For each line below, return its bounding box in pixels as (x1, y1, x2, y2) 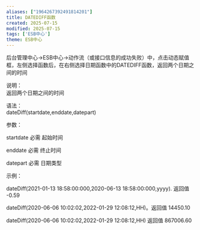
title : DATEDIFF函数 (6, 14, 56, 20)
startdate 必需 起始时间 (6, 134, 63, 141)
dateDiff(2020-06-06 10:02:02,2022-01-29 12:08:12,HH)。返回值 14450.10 (6, 204, 190, 211)
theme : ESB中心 (6, 37, 43, 43)
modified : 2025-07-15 (6, 25, 61, 32)
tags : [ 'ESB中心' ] (6, 31, 50, 37)
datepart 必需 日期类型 (6, 160, 62, 166)
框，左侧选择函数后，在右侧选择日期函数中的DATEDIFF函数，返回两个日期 (6, 61, 189, 68)
